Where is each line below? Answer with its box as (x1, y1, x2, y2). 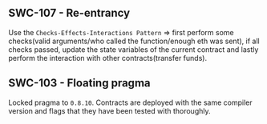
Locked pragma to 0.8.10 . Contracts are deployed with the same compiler (8, 98, 253, 107)
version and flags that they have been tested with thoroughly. (8, 106, 211, 115)
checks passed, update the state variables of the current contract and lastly (8, 44, 259, 54)
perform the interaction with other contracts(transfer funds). (8, 53, 207, 62)
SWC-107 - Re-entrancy (8, 6, 131, 20)
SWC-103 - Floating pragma (8, 76, 151, 90)
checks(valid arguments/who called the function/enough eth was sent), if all (8, 36, 260, 46)
